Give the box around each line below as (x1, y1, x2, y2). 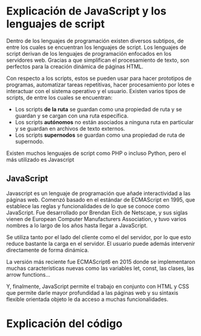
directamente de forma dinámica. (6, 246, 90, 254)
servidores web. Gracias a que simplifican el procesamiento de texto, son (6, 56, 189, 64)
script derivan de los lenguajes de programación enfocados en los (6, 50, 171, 57)
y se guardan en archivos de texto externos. (15, 125, 125, 132)
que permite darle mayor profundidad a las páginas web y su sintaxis (6, 289, 179, 296)
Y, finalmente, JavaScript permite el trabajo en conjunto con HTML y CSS (6, 283, 189, 290)
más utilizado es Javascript (6, 156, 74, 163)
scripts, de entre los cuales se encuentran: (6, 94, 113, 101)
